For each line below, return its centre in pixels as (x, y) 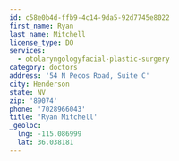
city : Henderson (39, 84)
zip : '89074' (34, 101)
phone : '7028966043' (48, 109)
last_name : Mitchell (48, 34)
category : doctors (43, 68)
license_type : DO (42, 42)
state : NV (28, 92)
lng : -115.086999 (50, 134)
